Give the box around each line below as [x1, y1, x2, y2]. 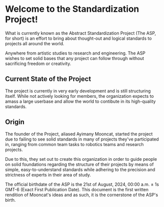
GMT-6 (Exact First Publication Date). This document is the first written [5, 186, 149, 192]
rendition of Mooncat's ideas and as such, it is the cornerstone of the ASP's [5, 192, 158, 198]
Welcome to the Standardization [5, 3, 139, 15]
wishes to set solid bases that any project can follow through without [5, 55, 144, 61]
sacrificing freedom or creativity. [5, 60, 71, 66]
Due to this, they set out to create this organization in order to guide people [5, 156, 157, 162]
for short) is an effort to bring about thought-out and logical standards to [5, 35, 152, 41]
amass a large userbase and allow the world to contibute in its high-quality [5, 98, 156, 104]
